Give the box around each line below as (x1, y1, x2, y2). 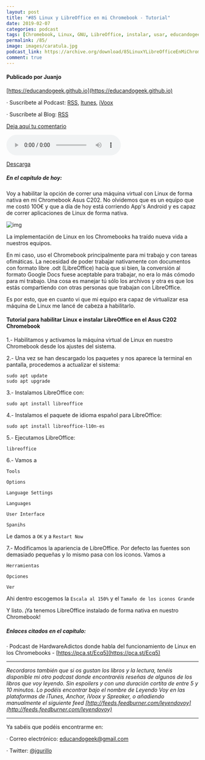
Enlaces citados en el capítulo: (6, 627, 87, 635)
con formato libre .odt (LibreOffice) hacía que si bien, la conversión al (6, 264, 181, 271)
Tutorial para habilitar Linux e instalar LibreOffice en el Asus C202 (6, 316, 177, 323)
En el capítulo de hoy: (6, 174, 62, 182)
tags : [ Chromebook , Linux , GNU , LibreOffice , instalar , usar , (6, 32, 168, 38)
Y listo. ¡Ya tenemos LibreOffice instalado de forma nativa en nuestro (6, 607, 179, 614)
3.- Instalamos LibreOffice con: (6, 389, 84, 396)
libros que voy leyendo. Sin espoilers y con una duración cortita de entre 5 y (6, 679, 198, 687)
